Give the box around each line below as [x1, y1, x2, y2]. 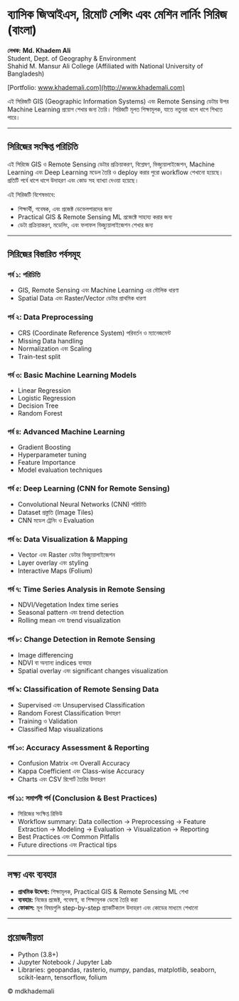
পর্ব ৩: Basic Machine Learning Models [7, 370, 137, 380]
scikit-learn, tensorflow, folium [17, 973, 107, 982]
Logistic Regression [17, 394, 76, 403]
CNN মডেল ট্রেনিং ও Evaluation [17, 515, 95, 524]
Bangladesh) [7, 69, 45, 78]
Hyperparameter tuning [17, 451, 87, 459]
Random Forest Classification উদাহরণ [17, 708, 121, 717]
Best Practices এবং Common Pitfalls [17, 833, 119, 841]
